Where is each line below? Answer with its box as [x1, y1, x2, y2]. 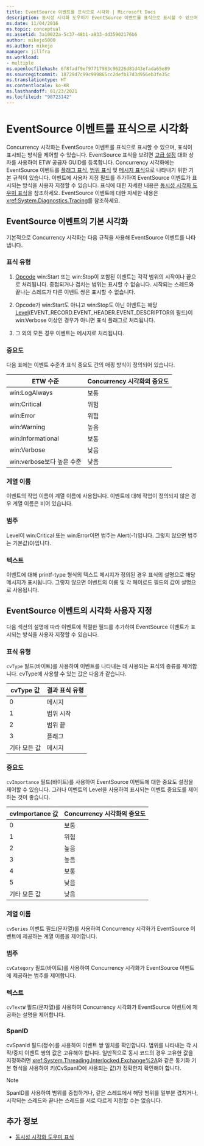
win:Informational [9, 434, 59, 443]
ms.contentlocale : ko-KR [6, 83, 69, 89]
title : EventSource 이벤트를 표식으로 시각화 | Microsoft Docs [6, 9, 157, 15]
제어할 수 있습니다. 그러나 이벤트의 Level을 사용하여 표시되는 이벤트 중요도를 [6, 786, 187, 793]
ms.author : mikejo [6, 43, 53, 49]
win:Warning [9, 423, 46, 432]
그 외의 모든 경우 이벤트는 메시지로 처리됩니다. [15, 329, 125, 336]
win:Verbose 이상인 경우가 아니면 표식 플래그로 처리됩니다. [15, 316, 155, 324]
